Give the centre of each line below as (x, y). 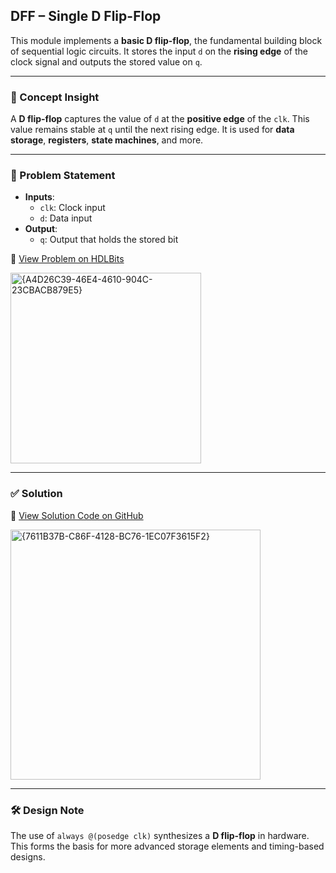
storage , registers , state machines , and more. (107, 140)
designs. (28, 857)
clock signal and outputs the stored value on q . (106, 61)
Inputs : (39, 197)
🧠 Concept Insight (55, 97)
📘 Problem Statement (63, 176)
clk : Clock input (72, 208)
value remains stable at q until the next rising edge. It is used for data (152, 130)
